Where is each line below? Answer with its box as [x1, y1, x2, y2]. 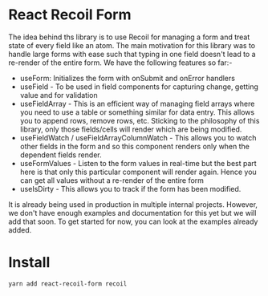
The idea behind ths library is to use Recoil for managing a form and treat [8, 32, 250, 42]
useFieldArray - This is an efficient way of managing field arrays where [19, 99, 255, 108]
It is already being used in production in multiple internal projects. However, [8, 199, 258, 209]
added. [8, 225, 32, 234]
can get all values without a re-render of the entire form [19, 175, 205, 185]
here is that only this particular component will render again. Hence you [19, 167, 257, 176]
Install [8, 253, 51, 272]
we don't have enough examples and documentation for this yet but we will [8, 208, 257, 217]
